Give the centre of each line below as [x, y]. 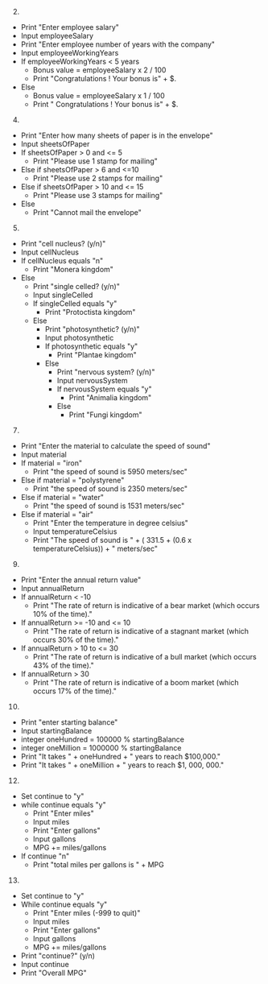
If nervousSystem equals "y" [104, 389]
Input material [43, 455]
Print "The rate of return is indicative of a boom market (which [136, 682]
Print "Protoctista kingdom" [90, 312]
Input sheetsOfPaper [55, 144]
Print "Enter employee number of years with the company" [118, 44]
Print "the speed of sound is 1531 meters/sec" [109, 506]
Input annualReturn [52, 588]
